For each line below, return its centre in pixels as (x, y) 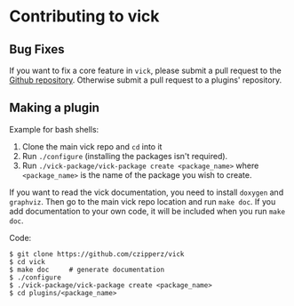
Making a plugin (55, 108)
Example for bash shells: (54, 129)
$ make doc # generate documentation (87, 270)
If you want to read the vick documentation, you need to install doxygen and (147, 192)
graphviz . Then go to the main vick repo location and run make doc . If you (143, 201)
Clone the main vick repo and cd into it (92, 146)
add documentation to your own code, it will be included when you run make (147, 211)
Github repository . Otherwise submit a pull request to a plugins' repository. (146, 80)
